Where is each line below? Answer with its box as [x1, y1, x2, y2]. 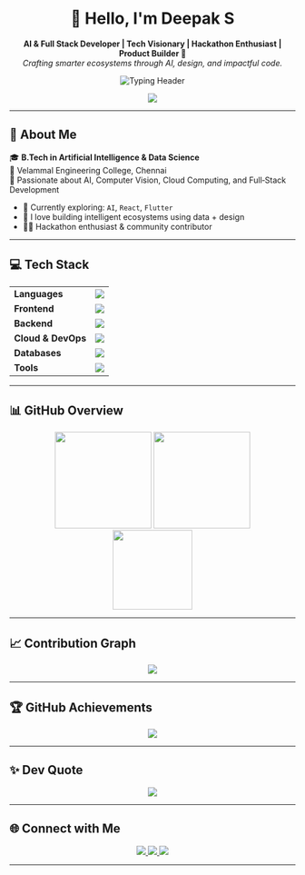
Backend [14, 317, 53, 330]
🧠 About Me [9, 127, 77, 143]
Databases [14, 346, 62, 359]
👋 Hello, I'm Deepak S [70, 8, 235, 29]
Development [9, 184, 60, 194]
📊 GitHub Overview [9, 403, 124, 418]
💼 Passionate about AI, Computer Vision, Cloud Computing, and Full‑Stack [9, 174, 287, 185]
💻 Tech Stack [9, 257, 90, 273]
